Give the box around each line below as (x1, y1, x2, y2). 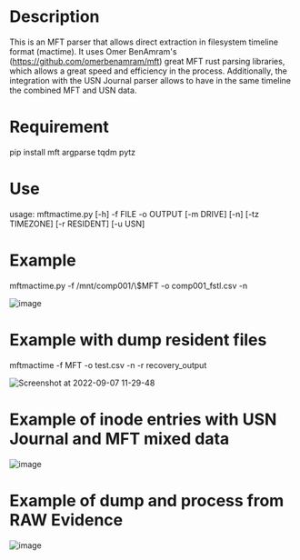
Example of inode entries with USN (9, 409, 277, 429)
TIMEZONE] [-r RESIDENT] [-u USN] (9, 218, 145, 229)
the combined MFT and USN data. (9, 85, 137, 95)
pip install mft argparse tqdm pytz (9, 146, 136, 157)
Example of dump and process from (9, 490, 285, 511)
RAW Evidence (9, 509, 124, 530)
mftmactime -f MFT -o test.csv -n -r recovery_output (9, 359, 207, 370)
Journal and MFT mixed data (9, 428, 230, 449)
